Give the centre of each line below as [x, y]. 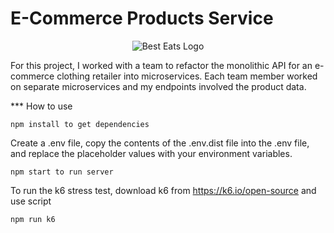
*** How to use [41, 106]
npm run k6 [33, 219]
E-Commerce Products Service [142, 18]
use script [31, 201]
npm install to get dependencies [80, 124]
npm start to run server [62, 172]
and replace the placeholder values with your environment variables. [151, 153]
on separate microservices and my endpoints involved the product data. [158, 86]
